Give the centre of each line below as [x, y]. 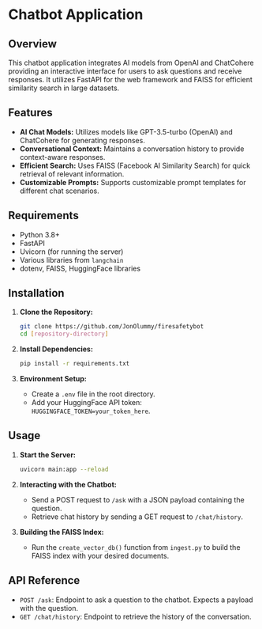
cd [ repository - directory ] [64, 334]
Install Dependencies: [56, 349]
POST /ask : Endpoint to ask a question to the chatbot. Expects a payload [137, 600]
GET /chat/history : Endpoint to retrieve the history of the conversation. [135, 616]
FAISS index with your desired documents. [100, 555]
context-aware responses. [62, 157]
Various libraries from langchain [71, 260]
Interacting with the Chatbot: [68, 484]
